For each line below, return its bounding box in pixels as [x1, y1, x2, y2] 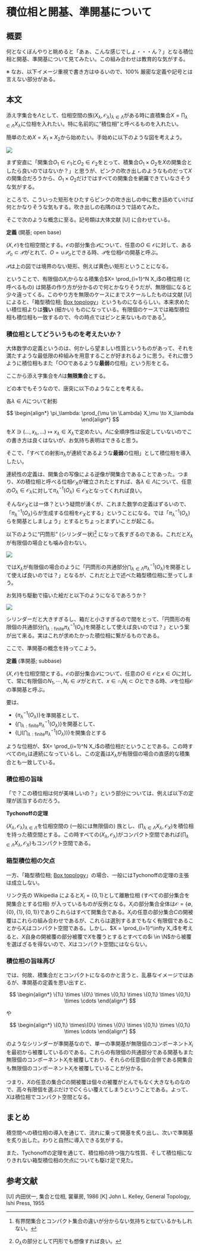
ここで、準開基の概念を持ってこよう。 [6, 645, 99, 652]
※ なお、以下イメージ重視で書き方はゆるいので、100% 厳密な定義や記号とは [6, 68, 193, 75]
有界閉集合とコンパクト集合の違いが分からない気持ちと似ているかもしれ [14, 1218, 192, 1225]
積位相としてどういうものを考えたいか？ [6, 330, 122, 338]
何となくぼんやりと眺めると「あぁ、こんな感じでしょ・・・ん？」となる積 [6, 48, 189, 55]
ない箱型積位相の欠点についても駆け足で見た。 [21, 1157, 136, 1164]
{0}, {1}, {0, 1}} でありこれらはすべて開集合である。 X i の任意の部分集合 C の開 [6, 909, 189, 917]
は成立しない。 [6, 879, 43, 886]
